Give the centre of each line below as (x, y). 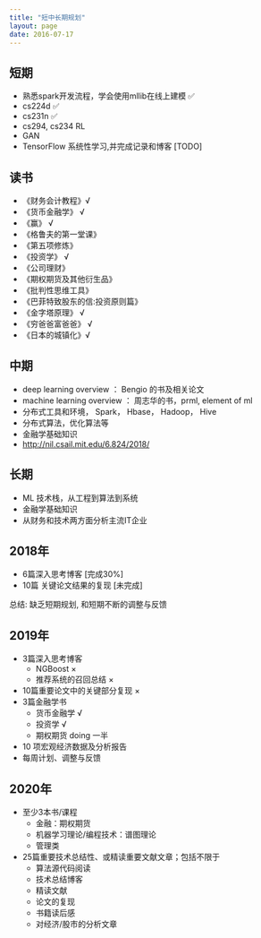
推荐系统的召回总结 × (75, 680)
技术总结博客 (59, 880)
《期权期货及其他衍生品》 (69, 279)
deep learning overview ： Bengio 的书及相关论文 (113, 389)
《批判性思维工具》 (58, 290)
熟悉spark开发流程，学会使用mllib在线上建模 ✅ (108, 96)
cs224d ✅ (41, 106)
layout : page (34, 26)
